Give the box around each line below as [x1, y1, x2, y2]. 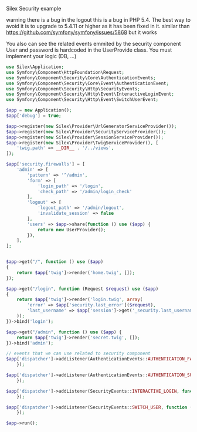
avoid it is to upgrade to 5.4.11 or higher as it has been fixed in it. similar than [6, 23, 190, 29]
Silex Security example [6, 5, 62, 12]
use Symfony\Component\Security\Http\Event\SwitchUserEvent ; [6, 97, 159, 103]
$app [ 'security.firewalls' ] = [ [6, 161, 85, 167]
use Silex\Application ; [6, 64, 64, 70]
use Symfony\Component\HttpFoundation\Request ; [6, 69, 125, 75]
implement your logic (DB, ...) [6, 53, 77, 59]
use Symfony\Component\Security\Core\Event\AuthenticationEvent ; [6, 80, 169, 86]
